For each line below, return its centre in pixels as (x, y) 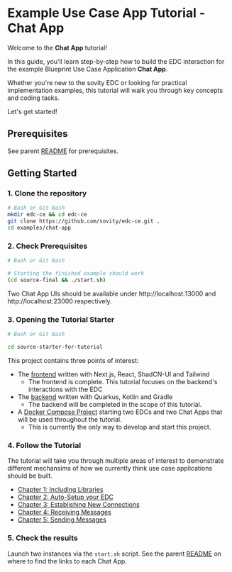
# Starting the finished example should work (76, 274)
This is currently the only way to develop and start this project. (120, 427)
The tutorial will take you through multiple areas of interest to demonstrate (116, 461)
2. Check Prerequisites (48, 246)
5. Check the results (43, 538)
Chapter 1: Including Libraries (61, 490)
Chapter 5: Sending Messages (62, 520)
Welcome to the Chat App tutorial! (57, 47)
